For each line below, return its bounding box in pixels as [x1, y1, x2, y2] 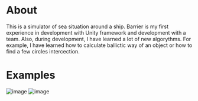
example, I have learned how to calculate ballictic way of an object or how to [6, 42, 193, 49]
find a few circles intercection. [6, 48, 80, 55]
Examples [6, 69, 56, 82]
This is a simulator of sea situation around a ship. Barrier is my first [6, 23, 169, 30]
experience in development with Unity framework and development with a [6, 29, 186, 36]
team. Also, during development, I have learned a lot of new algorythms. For [6, 35, 191, 42]
